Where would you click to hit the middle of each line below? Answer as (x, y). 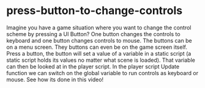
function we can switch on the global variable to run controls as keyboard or (102, 73)
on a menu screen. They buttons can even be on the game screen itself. (97, 47)
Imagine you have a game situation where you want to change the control (99, 28)
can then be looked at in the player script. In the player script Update (93, 66)
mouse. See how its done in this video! (55, 79)
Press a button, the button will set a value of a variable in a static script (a (99, 53)
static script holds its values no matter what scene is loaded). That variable (101, 60)
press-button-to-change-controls (95, 11)
